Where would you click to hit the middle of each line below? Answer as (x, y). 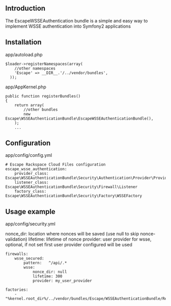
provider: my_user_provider (62, 281)
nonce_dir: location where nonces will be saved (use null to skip (72, 234)
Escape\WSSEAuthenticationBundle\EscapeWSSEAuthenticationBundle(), (79, 119)
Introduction (25, 8)
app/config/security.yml (31, 224)
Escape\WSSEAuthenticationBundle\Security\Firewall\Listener (72, 187)
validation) (16, 239)
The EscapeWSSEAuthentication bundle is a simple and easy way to (77, 20)
